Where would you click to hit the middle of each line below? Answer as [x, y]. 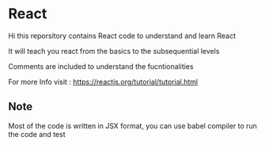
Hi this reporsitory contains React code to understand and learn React [122, 36]
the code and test [37, 134]
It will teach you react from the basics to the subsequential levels [114, 51]
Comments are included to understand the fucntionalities [101, 66]
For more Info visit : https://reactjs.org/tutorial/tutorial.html [103, 82]
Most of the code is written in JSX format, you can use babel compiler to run [132, 126]
